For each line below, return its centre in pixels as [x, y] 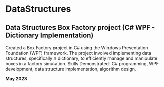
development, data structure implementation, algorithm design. [71, 69]
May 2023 [16, 79]
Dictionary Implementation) [49, 35]
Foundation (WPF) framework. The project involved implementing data [78, 53]
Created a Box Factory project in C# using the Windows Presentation [77, 48]
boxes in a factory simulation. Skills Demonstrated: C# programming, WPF [82, 63]
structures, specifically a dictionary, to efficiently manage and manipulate [81, 58]
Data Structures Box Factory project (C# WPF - [80, 28]
